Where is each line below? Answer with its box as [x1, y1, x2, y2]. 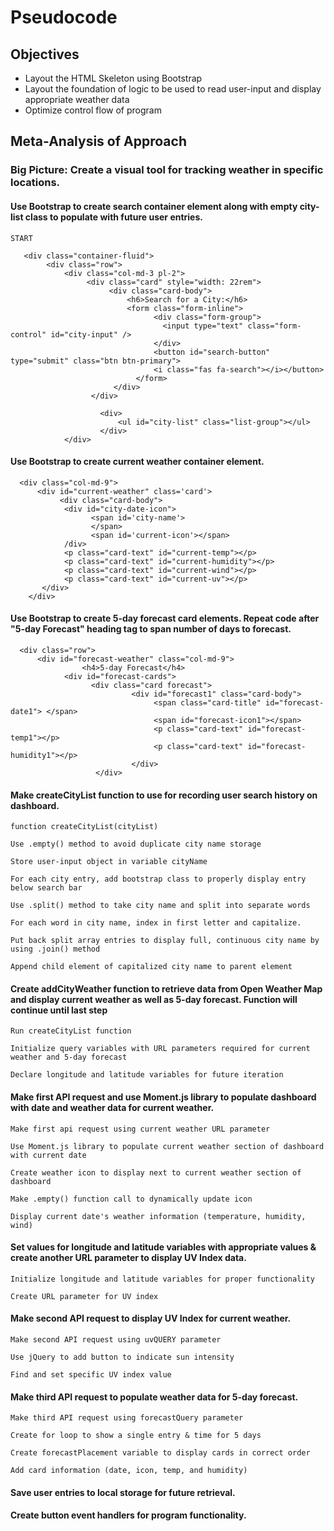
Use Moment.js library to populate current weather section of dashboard [10, 1141, 325, 1151]
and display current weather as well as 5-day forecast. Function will [10, 993, 298, 1005]
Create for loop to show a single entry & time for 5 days [10, 1431, 262, 1441]
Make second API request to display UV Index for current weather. [10, 1312, 292, 1325]
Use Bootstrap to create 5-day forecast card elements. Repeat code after [10, 612, 320, 625]
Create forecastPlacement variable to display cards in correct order [10, 1448, 311, 1458]
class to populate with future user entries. [24, 211, 203, 223]
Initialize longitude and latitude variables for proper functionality [10, 1274, 315, 1284]
